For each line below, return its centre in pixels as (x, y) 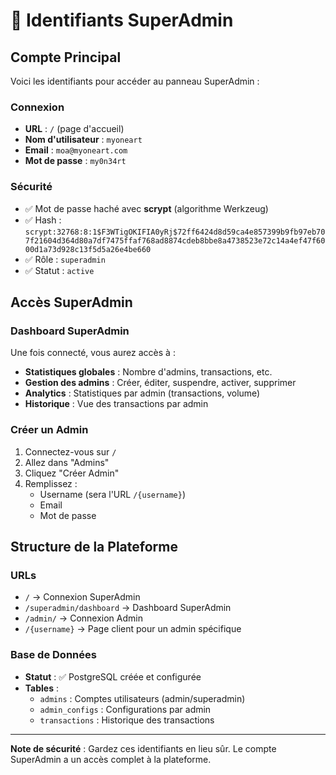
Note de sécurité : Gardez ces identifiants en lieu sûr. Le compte (143, 748)
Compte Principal (66, 57)
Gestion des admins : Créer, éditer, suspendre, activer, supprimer (160, 383)
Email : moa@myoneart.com (76, 150)
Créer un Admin (49, 430)
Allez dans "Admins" (67, 462)
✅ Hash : (43, 220)
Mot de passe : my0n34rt (75, 161)
